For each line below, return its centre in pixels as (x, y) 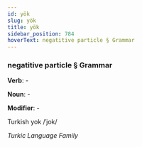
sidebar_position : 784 (41, 34)
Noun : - (19, 94)
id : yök (19, 14)
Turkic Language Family (43, 136)
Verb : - (18, 81)
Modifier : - (24, 108)
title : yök (23, 27)
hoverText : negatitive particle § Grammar (71, 40)
